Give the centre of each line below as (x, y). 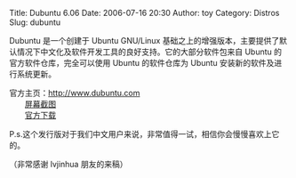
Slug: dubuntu (35, 22)
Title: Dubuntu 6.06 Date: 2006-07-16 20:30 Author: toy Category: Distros (144, 13)
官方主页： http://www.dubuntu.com (75, 93)
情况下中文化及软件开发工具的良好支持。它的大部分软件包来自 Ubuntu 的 (149, 52)
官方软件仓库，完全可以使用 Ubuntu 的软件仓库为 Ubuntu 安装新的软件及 (142, 63)
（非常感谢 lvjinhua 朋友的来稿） (68, 164)
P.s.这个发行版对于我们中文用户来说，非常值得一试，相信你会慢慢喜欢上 (140, 134)
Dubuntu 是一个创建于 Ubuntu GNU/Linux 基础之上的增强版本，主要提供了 (144, 40)
